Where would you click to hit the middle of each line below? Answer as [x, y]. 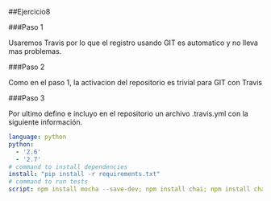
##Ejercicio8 [29, 12]
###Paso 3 [27, 98]
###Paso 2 [27, 67]
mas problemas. [35, 51]
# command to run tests [48, 182]
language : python [38, 137]
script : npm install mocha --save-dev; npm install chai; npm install [129, 189]
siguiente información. [46, 122]
